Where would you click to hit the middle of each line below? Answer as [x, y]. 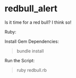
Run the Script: [20, 60]
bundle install [30, 51]
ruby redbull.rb [32, 70]
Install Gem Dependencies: [32, 41]
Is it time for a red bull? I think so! [38, 22]
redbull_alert [31, 9]
